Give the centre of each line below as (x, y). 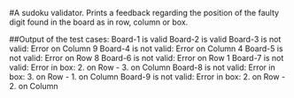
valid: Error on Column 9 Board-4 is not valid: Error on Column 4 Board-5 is (146, 49)
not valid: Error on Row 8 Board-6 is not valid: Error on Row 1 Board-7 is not (147, 58)
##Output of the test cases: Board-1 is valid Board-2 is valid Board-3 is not (145, 39)
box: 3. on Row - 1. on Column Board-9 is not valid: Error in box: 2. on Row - (147, 77)
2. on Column (34, 86)
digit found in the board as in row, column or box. (99, 22)
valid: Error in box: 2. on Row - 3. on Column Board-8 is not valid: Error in (143, 67)
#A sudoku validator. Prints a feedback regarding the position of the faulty (144, 13)
